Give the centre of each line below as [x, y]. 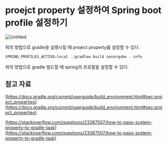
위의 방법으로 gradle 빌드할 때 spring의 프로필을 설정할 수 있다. [67, 67]
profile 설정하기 [36, 23]
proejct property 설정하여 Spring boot [83, 10]
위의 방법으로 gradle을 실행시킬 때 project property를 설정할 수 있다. [73, 47]
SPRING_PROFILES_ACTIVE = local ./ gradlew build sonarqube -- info [74, 56]
